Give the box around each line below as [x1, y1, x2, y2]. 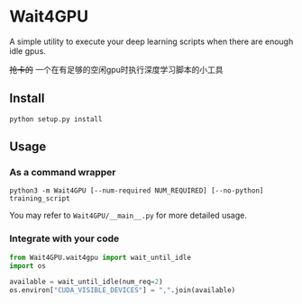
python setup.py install [9, 114, 103, 123]
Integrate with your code [9, 232, 120, 245]
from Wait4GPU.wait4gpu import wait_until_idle [9, 253, 192, 262]
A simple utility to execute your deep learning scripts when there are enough [9, 36, 294, 47]
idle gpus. [9, 45, 47, 56]
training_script [9, 194, 70, 203]
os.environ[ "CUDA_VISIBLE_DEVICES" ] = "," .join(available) [9, 286, 236, 295]
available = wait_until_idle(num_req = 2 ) [9, 277, 164, 287]
